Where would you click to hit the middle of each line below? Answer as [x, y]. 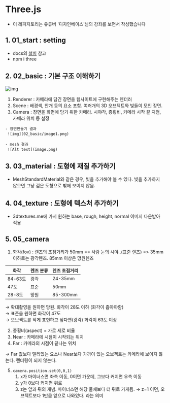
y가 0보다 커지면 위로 [41, 383]
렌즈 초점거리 [65, 271]
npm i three [25, 59]
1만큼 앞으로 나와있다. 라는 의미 [73, 395]
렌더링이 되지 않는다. [36, 360]
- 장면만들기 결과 [21, 129]
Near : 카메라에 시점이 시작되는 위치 [48, 337]
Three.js [23, 9]
